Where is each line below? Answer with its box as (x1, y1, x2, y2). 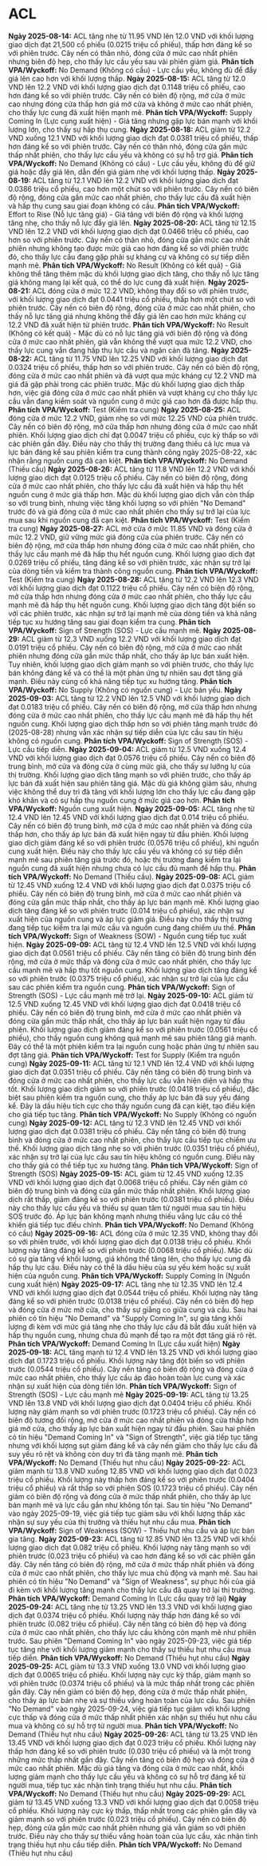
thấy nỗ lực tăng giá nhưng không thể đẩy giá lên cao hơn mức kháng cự (8, 311, 247, 320)
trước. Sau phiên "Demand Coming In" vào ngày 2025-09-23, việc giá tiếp (8, 1636, 253, 1645)
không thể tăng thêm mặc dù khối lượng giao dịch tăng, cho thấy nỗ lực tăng (8, 269, 259, 278)
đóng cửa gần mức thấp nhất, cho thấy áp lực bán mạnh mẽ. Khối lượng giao (8, 897, 260, 907)
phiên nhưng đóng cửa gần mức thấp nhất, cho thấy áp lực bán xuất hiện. (8, 651, 249, 660)
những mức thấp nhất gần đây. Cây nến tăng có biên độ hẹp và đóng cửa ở (8, 1755, 255, 1765)
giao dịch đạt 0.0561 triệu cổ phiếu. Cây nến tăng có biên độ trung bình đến (8, 948, 257, 957)
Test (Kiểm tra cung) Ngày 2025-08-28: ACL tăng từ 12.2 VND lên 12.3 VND (8, 575, 259, 584)
